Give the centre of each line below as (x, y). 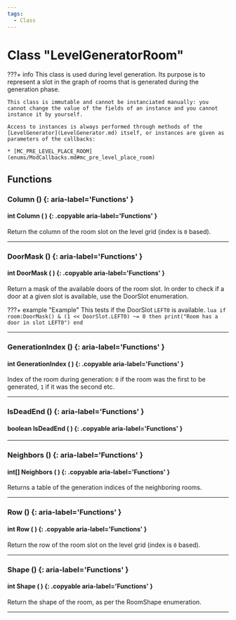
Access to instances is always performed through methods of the (105, 127)
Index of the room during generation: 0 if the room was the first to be (106, 380)
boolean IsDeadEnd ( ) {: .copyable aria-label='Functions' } (95, 428)
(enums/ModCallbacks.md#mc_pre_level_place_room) (81, 158)
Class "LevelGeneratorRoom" (96, 55)
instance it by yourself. (45, 115)
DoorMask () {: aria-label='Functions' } (75, 256)
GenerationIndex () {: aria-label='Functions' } (86, 347)
